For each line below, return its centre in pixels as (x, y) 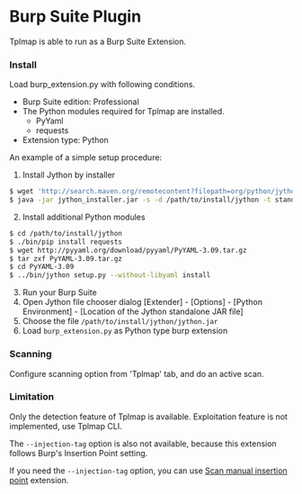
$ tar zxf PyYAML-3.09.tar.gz (66, 258)
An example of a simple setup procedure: (86, 157)
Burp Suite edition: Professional (80, 102)
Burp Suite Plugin (75, 17)
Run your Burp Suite (59, 292)
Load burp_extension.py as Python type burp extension (125, 331)
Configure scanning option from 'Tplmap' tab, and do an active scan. (137, 373)
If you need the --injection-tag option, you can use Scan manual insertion (148, 471)
